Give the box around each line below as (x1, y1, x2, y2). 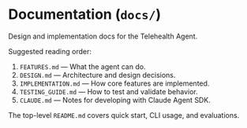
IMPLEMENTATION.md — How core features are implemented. (19, 79, 210, 88)
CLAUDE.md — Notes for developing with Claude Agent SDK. (19, 95, 211, 104)
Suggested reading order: (8, 46, 92, 56)
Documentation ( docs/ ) (8, 5, 162, 24)
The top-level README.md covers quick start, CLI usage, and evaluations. (8, 110, 240, 119)
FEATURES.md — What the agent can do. (19, 61, 146, 71)
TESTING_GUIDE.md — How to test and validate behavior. (19, 86, 199, 96)
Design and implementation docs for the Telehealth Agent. (8, 31, 198, 41)
